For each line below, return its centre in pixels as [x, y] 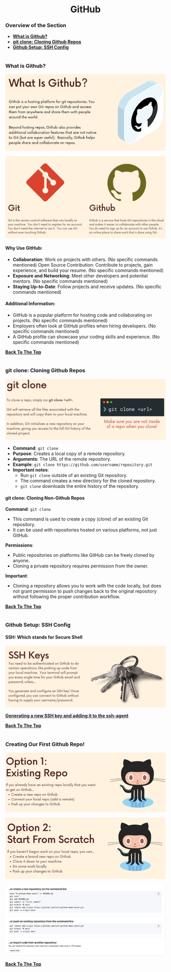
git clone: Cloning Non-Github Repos [45, 498]
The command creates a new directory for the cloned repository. [88, 481]
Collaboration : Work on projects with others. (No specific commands [85, 259]
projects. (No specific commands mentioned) [60, 320]
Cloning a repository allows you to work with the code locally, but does [87, 586]
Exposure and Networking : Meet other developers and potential [80, 276]
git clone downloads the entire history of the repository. [80, 486]
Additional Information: [31, 304]
